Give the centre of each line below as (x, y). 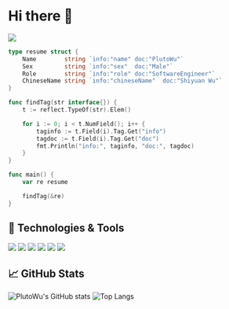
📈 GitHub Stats (46, 273)
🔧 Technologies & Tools (66, 228)
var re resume (45, 182)
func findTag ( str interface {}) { (63, 103)
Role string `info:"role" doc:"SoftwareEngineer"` (119, 74)
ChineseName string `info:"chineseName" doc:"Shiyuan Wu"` (122, 81)
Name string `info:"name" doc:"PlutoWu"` (103, 59)
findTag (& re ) (44, 196)
